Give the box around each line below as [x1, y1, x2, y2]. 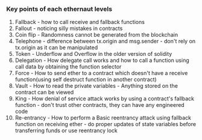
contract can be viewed [14, 89, 74, 96]
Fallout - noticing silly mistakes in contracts [14, 25, 123, 32]
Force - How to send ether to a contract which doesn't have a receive [14, 70, 188, 77]
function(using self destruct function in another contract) [14, 76, 157, 83]
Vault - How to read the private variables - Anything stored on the [14, 82, 178, 90]
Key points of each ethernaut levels [6, 5, 113, 13]
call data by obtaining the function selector [14, 63, 122, 70]
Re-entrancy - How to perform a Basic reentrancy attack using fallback [14, 114, 192, 121]
